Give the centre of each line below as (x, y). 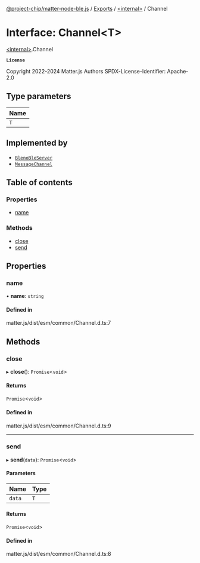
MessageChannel (34, 164)
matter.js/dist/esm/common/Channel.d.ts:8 (59, 554)
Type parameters (39, 96)
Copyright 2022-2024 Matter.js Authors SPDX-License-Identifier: (86, 71)
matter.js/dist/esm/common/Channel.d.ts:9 (59, 426)
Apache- (178, 71)
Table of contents (39, 182)
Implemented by (37, 143)
